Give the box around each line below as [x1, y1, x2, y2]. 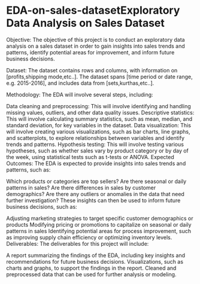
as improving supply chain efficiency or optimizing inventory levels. [6, 234, 172, 241]
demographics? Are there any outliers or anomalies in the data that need [6, 190, 184, 197]
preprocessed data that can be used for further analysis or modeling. [6, 270, 177, 278]
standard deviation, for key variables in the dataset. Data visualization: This [6, 121, 192, 129]
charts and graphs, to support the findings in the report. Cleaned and [6, 264, 177, 271]
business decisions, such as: [6, 203, 77, 210]
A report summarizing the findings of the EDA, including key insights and [6, 252, 186, 259]
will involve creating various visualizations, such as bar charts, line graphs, [6, 128, 190, 135]
